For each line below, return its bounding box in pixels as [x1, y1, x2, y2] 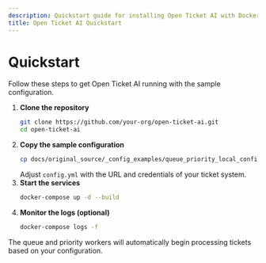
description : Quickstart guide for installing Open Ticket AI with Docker [8, 11, 260, 20]
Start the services [19, 178, 81, 188]
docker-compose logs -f [19, 223, 99, 231]
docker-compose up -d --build [19, 193, 120, 202]
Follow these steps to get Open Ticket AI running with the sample [8, 79, 221, 89]
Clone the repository [19, 103, 89, 112]
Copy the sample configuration [19, 140, 125, 150]
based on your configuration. [8, 246, 103, 255]
